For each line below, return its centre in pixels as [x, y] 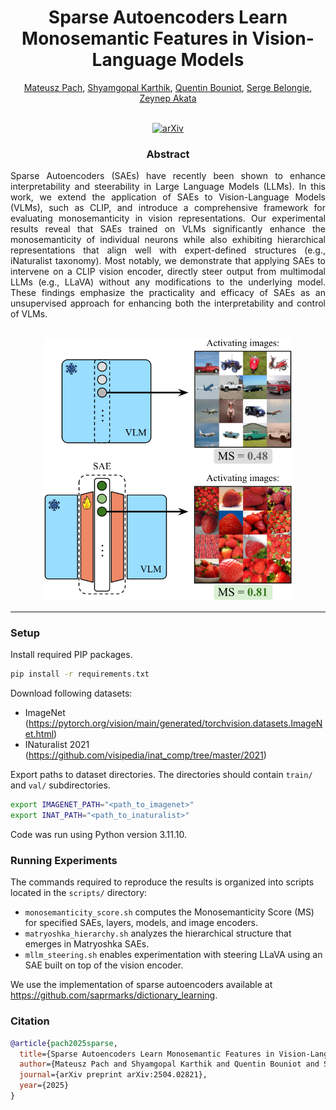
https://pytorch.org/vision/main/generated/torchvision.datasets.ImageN [175, 723]
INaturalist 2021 [57, 745]
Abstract [168, 154]
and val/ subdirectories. [60, 785]
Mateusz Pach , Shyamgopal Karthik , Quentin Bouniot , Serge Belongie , [168, 87]
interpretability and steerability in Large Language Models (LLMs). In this [168, 187]
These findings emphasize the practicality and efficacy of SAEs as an [168, 293]
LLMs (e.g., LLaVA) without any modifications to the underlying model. [168, 282]
